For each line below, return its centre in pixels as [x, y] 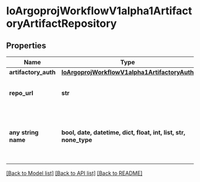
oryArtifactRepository [62, 23]
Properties [26, 45]
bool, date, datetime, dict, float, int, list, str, [124, 132]
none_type [77, 140]
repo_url [21, 93]
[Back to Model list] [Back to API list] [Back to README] [74, 173]
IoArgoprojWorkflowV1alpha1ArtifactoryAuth [128, 72]
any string [24, 132]
